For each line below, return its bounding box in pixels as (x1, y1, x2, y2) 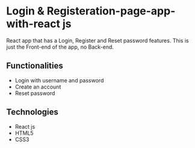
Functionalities (6, 61, 63, 71)
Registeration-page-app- (46, 4, 176, 18)
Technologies (6, 107, 59, 117)
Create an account (14, 83, 61, 90)
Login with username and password (14, 76, 104, 84)
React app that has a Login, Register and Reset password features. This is (6, 37, 189, 44)
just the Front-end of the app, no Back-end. (6, 43, 114, 51)
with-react (6, 17, 60, 31)
